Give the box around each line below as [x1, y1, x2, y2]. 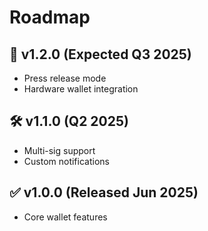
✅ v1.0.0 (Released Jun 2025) [9, 184, 199, 201]
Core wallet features [23, 211, 108, 223]
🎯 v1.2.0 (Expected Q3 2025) [9, 46, 192, 63]
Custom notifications [23, 155, 110, 167]
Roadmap [9, 6, 91, 29]
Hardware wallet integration [23, 83, 139, 95]
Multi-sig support [23, 144, 96, 156]
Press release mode [23, 72, 107, 84]
